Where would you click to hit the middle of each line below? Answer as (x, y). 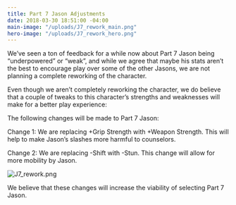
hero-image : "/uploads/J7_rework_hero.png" (72, 33)
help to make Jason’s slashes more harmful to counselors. (92, 139)
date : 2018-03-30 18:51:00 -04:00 (58, 20)
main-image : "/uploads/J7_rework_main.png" (72, 27)
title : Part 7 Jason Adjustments (56, 14)
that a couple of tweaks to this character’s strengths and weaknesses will (114, 97)
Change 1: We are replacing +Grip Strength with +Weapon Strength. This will (118, 132)
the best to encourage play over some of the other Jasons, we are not (108, 68)
